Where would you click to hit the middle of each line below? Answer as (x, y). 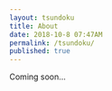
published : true (40, 51)
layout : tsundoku (42, 18)
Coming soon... (37, 77)
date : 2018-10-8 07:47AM (56, 34)
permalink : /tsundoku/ (52, 43)
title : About (34, 26)
